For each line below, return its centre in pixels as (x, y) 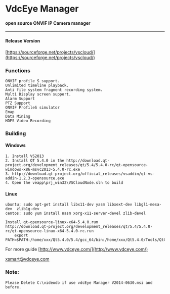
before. (13, 287)
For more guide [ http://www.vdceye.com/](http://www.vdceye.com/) (77, 249)
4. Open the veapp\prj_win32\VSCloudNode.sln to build (64, 183)
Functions (18, 70)
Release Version (23, 40)
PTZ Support (18, 103)
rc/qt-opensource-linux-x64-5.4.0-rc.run (50, 231)
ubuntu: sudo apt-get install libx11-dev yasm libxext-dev (69, 205)
